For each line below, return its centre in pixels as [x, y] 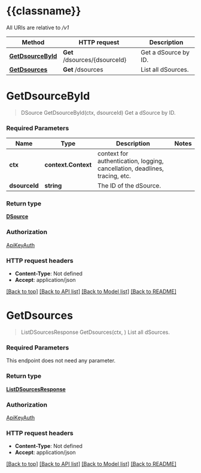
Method [33, 42]
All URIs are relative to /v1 [38, 27]
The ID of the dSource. [130, 186]
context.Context [68, 165]
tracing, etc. [115, 176]
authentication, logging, [131, 161]
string [53, 186]
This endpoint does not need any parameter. [61, 361]
